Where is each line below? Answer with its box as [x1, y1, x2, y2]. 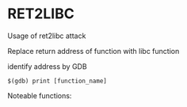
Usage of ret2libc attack [7, 31, 86, 40]
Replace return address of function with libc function [7, 46, 180, 55]
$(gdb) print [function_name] [7, 77, 108, 85]
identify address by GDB [7, 61, 88, 71]
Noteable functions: [7, 90, 72, 100]
